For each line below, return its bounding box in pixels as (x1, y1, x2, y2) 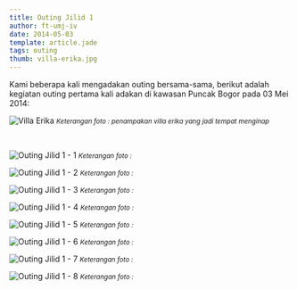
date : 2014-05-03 (9, 29, 74, 38)
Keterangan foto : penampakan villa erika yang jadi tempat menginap (56, 117, 270, 126)
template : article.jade (9, 37, 98, 47)
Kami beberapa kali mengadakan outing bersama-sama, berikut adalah (9, 79, 270, 89)
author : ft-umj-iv (9, 21, 78, 30)
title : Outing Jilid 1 (9, 12, 94, 22)
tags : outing (9, 46, 58, 55)
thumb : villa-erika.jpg (9, 54, 98, 63)
